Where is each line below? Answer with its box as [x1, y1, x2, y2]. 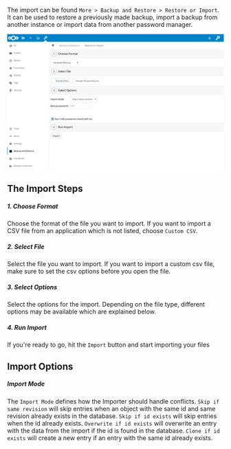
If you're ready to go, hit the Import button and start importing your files [7, 340, 210, 349]
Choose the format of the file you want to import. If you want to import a [7, 219, 211, 228]
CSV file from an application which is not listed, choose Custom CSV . [7, 227, 198, 235]
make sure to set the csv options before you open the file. [7, 267, 171, 276]
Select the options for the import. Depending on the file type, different [7, 300, 205, 309]
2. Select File [7, 242, 45, 250]
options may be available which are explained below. [7, 307, 157, 316]
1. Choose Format [7, 202, 58, 210]
